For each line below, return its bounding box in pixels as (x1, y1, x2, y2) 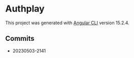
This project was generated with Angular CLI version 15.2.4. (5, 20, 130, 26)
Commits (5, 34, 34, 43)
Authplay (5, 3, 44, 15)
